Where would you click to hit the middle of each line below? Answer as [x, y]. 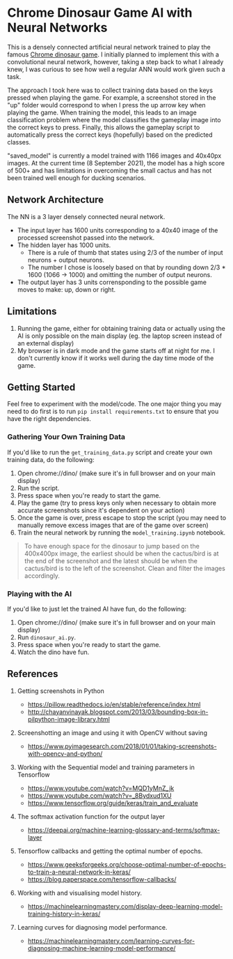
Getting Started [41, 387]
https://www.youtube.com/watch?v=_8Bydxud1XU [99, 795]
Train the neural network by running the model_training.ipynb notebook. [121, 533]
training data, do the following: [51, 459]
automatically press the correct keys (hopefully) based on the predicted [110, 135]
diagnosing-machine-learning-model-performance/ [102, 948]
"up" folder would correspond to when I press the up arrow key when [107, 105]
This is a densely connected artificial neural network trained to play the [109, 47]
